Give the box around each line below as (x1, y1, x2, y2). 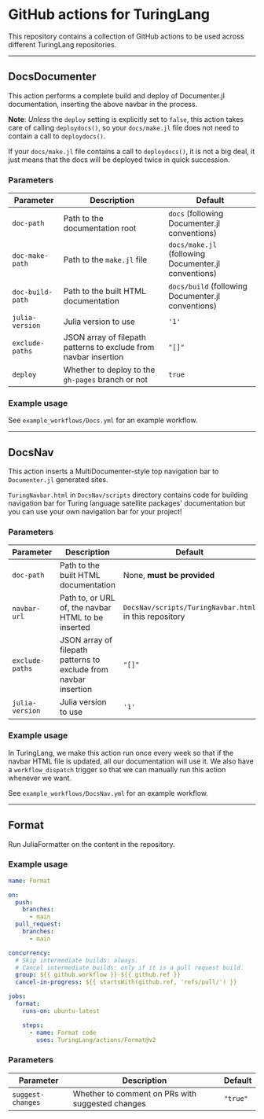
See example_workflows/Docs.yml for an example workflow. (8, 415, 198, 425)
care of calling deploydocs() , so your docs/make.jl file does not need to (8, 123, 240, 132)
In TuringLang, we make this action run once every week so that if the (8, 748, 234, 757)
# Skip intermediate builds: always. (15, 956, 139, 964)
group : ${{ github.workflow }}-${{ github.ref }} (15, 971, 181, 979)
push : (15, 898, 34, 906)
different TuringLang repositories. (8, 39, 117, 49)
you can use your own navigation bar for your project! (8, 507, 182, 517)
